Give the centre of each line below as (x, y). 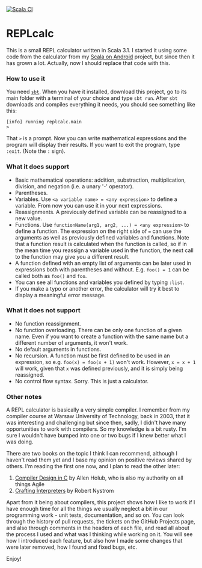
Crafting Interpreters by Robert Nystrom (64, 491)
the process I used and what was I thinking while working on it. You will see (99, 534)
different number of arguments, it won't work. (71, 342)
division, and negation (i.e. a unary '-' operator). (74, 186)
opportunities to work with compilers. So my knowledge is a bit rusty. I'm (96, 429)
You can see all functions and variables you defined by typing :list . (99, 282)
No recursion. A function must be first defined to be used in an (92, 356)
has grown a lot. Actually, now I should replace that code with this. (88, 63)
